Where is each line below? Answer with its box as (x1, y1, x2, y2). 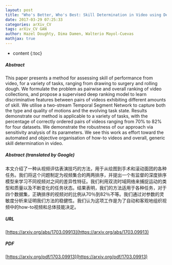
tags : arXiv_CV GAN (5, 27, 47, 32)
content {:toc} (12, 50, 42, 56)
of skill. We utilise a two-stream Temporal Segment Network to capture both (5, 102, 166, 108)
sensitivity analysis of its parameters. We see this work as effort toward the (5, 129, 164, 135)
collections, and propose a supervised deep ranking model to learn (5, 91, 147, 97)
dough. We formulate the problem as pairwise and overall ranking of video (5, 86, 162, 92)
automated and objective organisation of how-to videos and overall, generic (5, 134, 165, 141)
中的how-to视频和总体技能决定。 (9, 203, 79, 210)
